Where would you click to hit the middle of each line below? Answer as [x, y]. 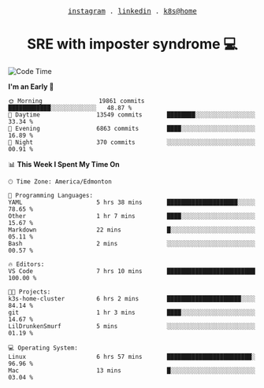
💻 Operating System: [43, 348]
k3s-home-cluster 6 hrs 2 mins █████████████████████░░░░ [132, 298]
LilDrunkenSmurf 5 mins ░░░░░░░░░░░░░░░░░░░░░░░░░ [132, 326]
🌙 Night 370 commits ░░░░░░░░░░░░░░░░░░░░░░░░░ [132, 142]
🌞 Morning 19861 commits [76, 101]
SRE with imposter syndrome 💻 [132, 44]
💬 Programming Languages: [50, 195]
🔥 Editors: [26, 264]
